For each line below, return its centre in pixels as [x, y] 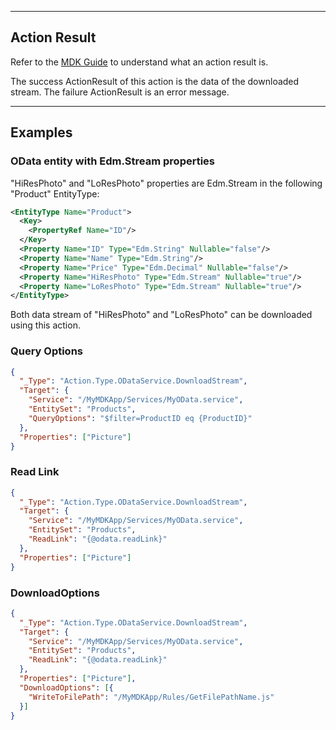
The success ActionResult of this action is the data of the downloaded [155, 81]
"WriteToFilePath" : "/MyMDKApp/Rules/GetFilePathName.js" [151, 697]
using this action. [45, 325]
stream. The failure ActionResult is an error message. [120, 92]
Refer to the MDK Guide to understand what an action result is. [139, 62]
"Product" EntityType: [55, 193]
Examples [41, 132]
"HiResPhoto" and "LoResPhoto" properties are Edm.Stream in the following [166, 183]
